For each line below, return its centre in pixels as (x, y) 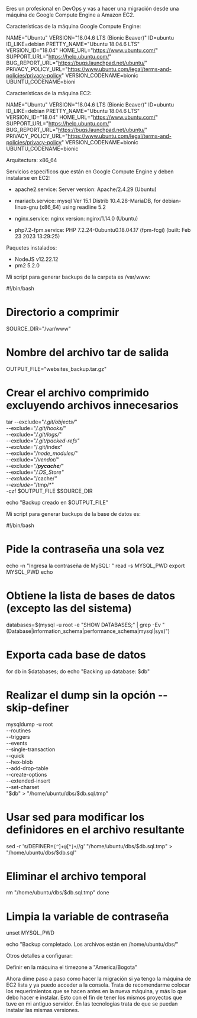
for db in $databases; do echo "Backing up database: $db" (78, 671)
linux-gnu (26, 207)
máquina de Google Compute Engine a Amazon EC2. (70, 15)
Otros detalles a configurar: (39, 956)
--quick (15, 755)
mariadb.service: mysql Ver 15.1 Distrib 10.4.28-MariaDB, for (88, 201)
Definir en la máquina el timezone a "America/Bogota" (72, 967)
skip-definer (38, 708)
